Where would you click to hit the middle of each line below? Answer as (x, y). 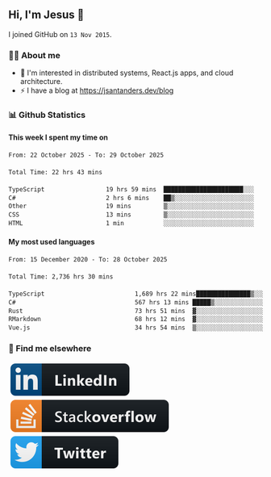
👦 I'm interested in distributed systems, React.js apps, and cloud (127, 73)
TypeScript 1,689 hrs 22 (94, 294)
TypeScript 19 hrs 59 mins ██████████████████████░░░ (131, 189)
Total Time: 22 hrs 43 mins (56, 172)
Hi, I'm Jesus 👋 (46, 15)
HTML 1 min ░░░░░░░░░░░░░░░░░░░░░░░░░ (131, 224)
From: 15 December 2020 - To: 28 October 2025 (88, 260)
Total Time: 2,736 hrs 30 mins (61, 277)
